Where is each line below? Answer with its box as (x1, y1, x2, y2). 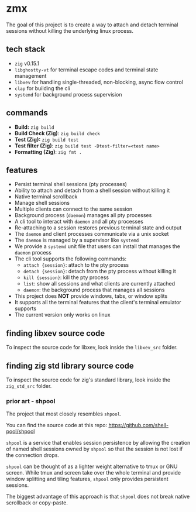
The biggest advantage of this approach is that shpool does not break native (6, 493, 190, 500)
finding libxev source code (6, 328, 105, 338)
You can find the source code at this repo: (6, 422, 107, 429)
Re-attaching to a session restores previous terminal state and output (14, 224, 182, 231)
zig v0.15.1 (14, 60, 40, 67)
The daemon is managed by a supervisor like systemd (14, 236, 139, 244)
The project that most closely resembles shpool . (6, 410, 122, 417)
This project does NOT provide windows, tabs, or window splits (14, 293, 168, 300)
